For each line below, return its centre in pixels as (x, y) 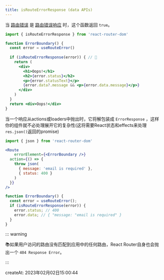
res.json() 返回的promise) (32, 131)
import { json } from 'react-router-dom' (49, 141)
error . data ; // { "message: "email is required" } (68, 215)
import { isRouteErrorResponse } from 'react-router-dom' (67, 34)
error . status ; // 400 (36, 210)
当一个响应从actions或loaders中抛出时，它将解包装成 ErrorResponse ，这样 (82, 119)
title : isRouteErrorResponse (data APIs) (49, 10)
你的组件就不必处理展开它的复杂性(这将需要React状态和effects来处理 (76, 125)
